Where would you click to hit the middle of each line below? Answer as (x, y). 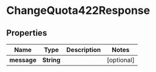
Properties (27, 33)
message (23, 60)
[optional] (120, 60)
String (51, 60)
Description (84, 50)
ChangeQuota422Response (78, 11)
